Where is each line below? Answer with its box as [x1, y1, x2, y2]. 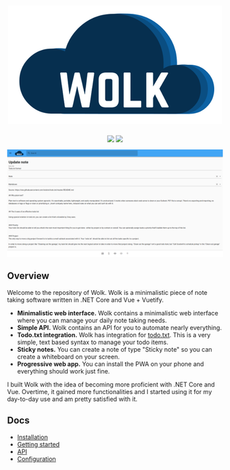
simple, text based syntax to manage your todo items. [16, 338, 169, 346]
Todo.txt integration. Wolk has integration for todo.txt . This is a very [16, 330, 211, 339]
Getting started [16, 440, 60, 448]
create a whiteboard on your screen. [16, 352, 120, 361]
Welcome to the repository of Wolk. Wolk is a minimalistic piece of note [7, 288, 207, 296]
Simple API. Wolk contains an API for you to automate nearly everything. [16, 323, 222, 332]
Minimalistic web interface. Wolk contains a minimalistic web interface [16, 309, 219, 317]
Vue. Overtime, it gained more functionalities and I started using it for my [7, 387, 212, 395]
